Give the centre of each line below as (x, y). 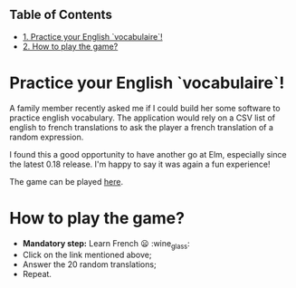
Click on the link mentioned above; (87, 255)
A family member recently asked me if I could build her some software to (145, 108)
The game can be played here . (67, 181)
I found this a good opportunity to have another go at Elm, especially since (148, 154)
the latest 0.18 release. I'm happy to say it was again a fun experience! (140, 164)
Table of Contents (61, 15)
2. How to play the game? (70, 46)
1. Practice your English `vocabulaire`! (92, 36)
